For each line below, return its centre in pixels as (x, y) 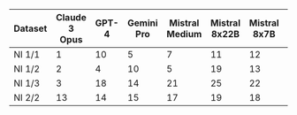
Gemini (143, 23)
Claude (71, 17)
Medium (184, 34)
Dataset (30, 28)
